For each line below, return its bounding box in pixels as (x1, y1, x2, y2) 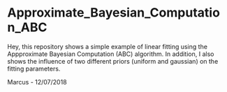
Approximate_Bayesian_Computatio (7, 5, 220, 21)
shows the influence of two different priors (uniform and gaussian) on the (7, 57, 219, 65)
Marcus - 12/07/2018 (7, 77, 68, 86)
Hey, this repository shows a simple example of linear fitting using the (7, 42, 208, 50)
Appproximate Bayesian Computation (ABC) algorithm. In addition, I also (7, 50, 214, 58)
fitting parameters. (7, 64, 61, 73)
